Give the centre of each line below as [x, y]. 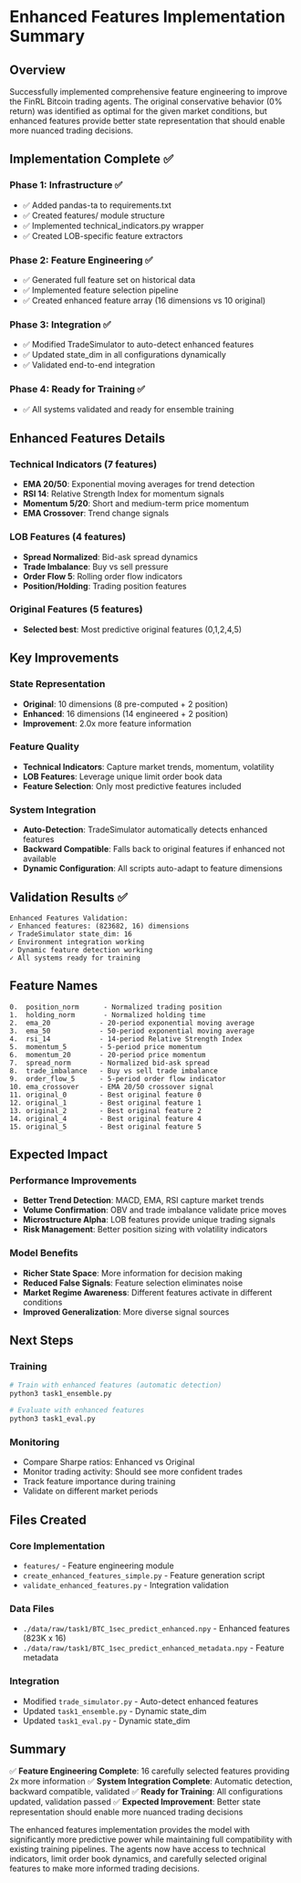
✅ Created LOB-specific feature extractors [103, 235]
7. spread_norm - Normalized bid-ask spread [109, 1063]
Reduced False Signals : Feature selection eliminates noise [133, 1283]
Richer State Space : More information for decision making [133, 1273]
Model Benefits [44, 1254]
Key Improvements [64, 658]
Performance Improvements [73, 1181]
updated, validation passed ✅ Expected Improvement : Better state [135, 1802]
